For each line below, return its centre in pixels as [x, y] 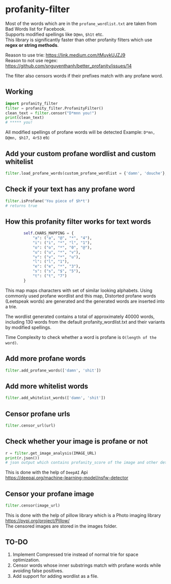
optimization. [26, 560]
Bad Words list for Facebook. [36, 29]
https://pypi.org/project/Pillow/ [37, 521]
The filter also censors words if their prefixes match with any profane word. [84, 75]
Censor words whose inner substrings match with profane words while [87, 565]
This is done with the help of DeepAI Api [47, 472]
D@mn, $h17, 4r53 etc [27, 138]
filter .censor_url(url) [31, 426]
